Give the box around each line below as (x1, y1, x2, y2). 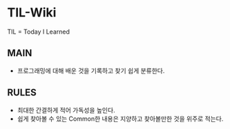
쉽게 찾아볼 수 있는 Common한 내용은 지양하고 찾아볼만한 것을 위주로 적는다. (17, 115, 224, 123)
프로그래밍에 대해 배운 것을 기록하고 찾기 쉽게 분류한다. (17, 67, 165, 75)
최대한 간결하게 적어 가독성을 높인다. (17, 106, 115, 114)
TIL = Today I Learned (7, 27, 70, 36)
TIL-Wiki (7, 5, 57, 21)
